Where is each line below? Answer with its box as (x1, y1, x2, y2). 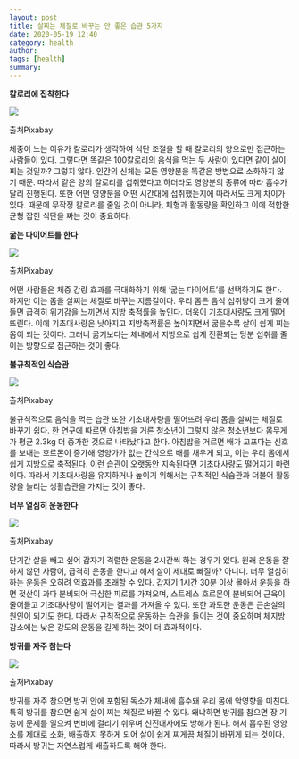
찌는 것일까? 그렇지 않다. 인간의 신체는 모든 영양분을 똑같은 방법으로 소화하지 (9, 165, 275, 176)
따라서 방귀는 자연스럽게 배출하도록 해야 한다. (9, 739, 167, 751)
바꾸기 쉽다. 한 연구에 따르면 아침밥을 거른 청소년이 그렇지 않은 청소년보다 (9, 425, 264, 435)
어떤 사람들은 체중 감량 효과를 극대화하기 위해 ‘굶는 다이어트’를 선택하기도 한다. (9, 283, 283, 295)
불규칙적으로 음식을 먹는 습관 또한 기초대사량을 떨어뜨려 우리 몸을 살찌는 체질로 (9, 413, 284, 425)
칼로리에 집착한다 (9, 89, 70, 99)
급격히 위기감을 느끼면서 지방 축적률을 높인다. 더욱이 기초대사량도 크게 (25, 306, 270, 317)
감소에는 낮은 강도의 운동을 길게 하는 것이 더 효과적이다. (9, 621, 203, 632)
